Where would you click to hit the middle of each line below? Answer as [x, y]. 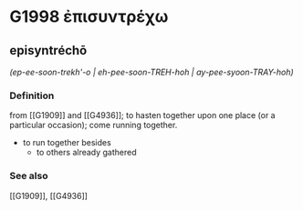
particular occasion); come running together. [94, 125]
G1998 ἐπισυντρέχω [89, 17]
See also [29, 176]
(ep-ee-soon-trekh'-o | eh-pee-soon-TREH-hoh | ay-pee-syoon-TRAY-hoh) [151, 72]
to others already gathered [86, 153]
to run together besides [67, 143]
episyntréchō [48, 50]
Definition [32, 95]
